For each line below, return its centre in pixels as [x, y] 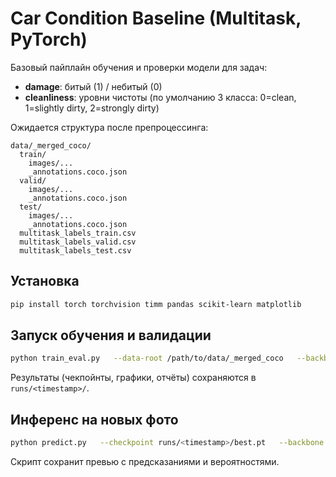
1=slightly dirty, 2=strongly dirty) [92, 108]
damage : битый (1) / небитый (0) [93, 86]
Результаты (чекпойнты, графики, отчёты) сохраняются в [133, 378]
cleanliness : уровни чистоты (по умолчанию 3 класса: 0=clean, [160, 97]
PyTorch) [49, 39]
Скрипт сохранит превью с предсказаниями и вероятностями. [145, 461]
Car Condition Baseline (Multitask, [156, 18]
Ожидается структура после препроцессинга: [109, 127]
